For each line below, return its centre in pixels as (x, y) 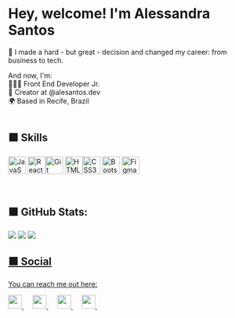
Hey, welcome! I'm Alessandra (109, 14)
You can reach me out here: (53, 284)
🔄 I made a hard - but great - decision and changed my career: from (117, 52)
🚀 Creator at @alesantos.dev (54, 92)
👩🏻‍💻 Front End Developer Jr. (54, 84)
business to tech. (36, 60)
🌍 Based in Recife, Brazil (49, 101)
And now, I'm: (30, 75)
